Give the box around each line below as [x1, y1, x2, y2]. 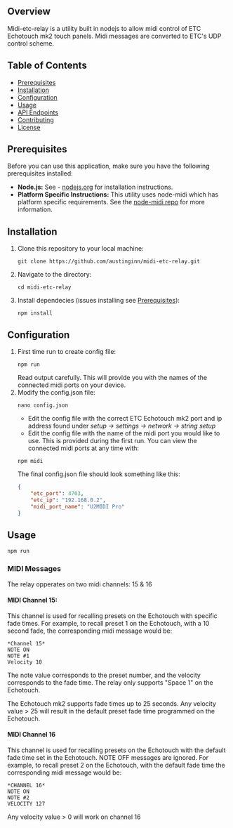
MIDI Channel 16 [7, 730, 56, 739]
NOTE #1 [7, 652, 30, 659]
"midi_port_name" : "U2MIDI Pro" [30, 503, 125, 510]
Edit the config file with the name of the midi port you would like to [27, 429, 220, 438]
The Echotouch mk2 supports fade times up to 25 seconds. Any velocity [7, 699, 216, 708]
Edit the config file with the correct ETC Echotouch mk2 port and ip [27, 414, 222, 423]
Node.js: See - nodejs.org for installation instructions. [17, 183, 173, 192]
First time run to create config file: [17, 348, 116, 356]
